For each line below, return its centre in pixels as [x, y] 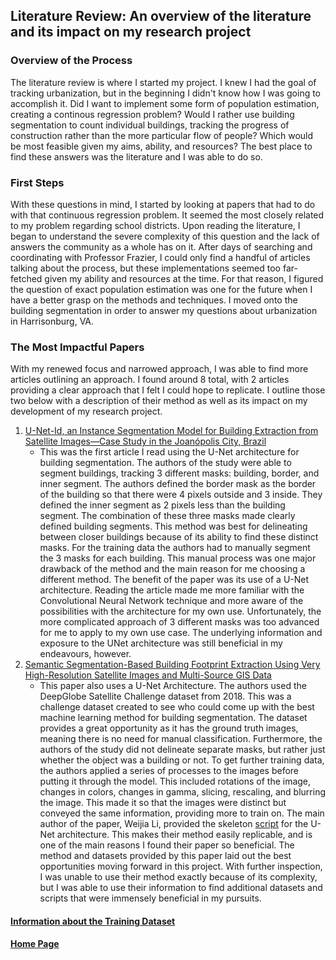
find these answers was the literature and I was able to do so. [136, 156]
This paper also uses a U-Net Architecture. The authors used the [173, 686]
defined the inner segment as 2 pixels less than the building [162, 505]
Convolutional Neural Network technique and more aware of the [171, 601]
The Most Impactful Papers [77, 347]
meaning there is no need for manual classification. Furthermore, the [181, 739]
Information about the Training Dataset [93, 921]
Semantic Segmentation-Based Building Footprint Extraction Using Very [172, 665]
